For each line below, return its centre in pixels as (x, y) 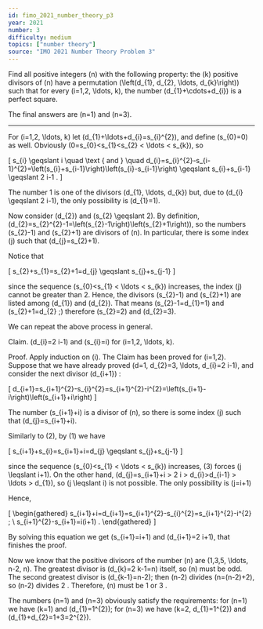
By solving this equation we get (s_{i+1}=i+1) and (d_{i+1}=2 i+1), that (119, 537)
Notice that (26, 256)
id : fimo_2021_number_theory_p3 (61, 15)
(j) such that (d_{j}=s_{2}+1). (54, 241)
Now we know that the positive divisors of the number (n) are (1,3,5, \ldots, (128, 560)
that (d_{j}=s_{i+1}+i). (42, 421)
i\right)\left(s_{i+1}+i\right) (50, 397)
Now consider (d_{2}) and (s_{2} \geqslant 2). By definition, (104, 216)
